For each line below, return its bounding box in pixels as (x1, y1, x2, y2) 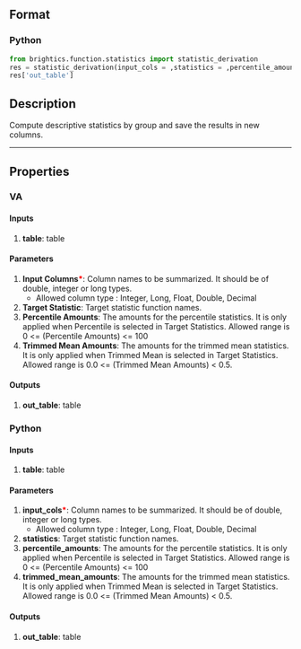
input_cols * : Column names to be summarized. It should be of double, (21, 504, 283, 515)
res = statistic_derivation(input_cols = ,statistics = (9, 63, 222, 72)
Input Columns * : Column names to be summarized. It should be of (21, 273, 270, 284)
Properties (9, 163, 70, 179)
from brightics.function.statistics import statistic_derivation (9, 54, 258, 64)
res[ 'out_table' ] (9, 71, 74, 80)
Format (9, 7, 51, 22)
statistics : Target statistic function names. (21, 533, 179, 544)
